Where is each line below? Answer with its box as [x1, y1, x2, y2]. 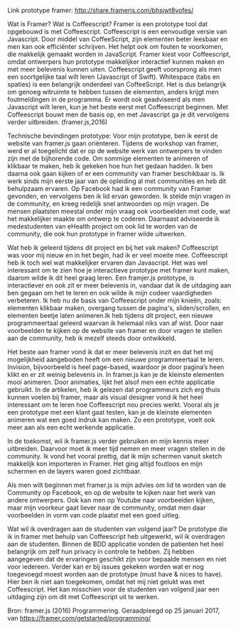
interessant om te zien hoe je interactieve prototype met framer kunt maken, [7, 266, 230, 274]
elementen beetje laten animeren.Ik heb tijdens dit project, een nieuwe [7, 312, 213, 319]
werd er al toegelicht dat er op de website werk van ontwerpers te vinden [7, 147, 222, 155]
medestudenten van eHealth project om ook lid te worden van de [7, 222, 198, 230]
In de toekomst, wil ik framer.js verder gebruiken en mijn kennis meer [7, 437, 210, 445]
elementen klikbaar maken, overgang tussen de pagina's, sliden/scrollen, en [7, 304, 230, 312]
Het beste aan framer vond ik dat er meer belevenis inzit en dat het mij [7, 348, 213, 356]
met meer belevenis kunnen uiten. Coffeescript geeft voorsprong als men [7, 65, 222, 73]
